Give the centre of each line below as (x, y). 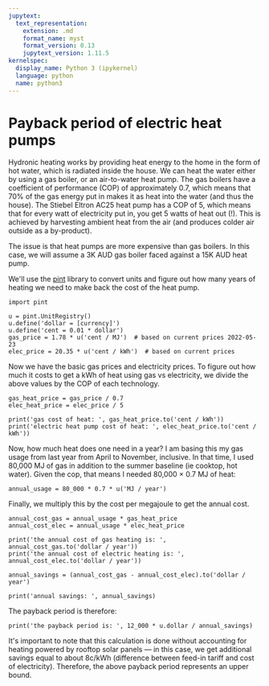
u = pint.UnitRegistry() (50, 316)
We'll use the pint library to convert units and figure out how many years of (132, 279)
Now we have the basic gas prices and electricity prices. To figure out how (132, 366)
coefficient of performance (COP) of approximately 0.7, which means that (130, 188)
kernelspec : (28, 61)
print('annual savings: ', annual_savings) (82, 597)
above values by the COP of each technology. (84, 384)
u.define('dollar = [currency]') (64, 324)
